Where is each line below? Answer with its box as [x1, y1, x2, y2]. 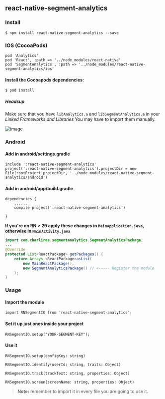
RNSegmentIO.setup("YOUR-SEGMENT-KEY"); [5, 332, 90, 337]
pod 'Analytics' [5, 53, 39, 58]
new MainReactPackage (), [23, 261, 75, 266]
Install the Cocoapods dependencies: [5, 77, 84, 83]
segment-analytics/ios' [5, 66, 55, 71]
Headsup [5, 98, 25, 104]
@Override [5, 247, 26, 252]
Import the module [5, 299, 45, 305]
